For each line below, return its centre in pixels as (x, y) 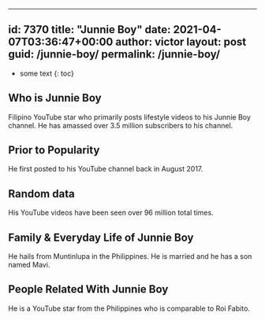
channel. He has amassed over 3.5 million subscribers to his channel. (121, 125)
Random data (41, 194)
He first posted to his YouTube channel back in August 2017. (106, 169)
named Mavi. (29, 265)
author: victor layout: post (181, 42)
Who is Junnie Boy (55, 98)
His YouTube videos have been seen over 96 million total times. (111, 212)
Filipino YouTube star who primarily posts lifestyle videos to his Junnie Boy (129, 117)
